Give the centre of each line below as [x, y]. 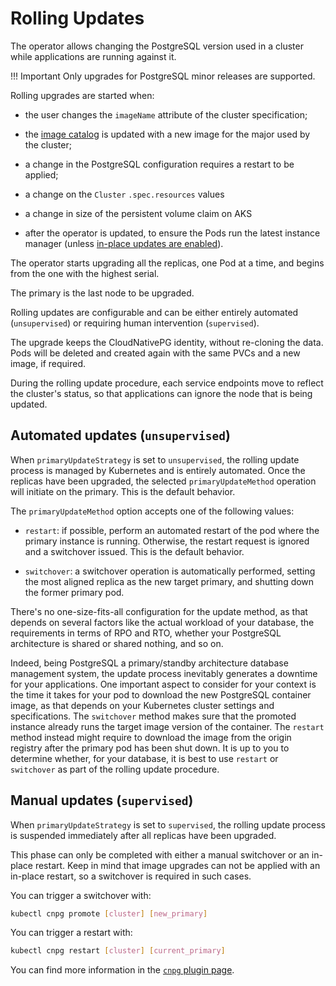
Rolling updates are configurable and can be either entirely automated [154, 312]
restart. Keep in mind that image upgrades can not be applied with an [177, 865]
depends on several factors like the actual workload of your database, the [162, 622]
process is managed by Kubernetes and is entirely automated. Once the [158, 470]
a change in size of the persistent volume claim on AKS [138, 213]
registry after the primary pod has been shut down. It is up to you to [150, 748]
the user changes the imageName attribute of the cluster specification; [166, 114]
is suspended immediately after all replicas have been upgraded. [143, 835]
